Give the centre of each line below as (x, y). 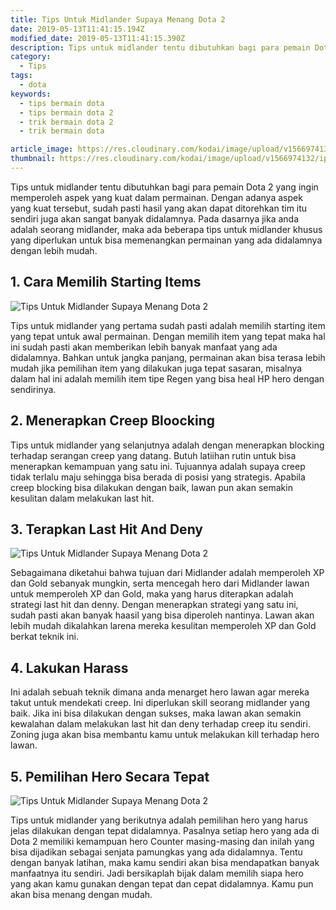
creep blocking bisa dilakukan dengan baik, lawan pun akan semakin (151, 487)
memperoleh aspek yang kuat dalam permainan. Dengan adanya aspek (156, 197)
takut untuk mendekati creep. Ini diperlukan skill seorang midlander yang (160, 703)
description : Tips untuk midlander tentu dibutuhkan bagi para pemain (160, 47)
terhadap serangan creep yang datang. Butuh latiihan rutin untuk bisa (153, 455)
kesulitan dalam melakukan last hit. (82, 498)
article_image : (42, 149)
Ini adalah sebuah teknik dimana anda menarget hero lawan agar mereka (160, 692)
